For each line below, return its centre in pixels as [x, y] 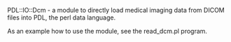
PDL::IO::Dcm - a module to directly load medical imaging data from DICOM [116, 10]
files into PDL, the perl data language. [62, 17]
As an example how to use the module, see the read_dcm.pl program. [107, 31]
